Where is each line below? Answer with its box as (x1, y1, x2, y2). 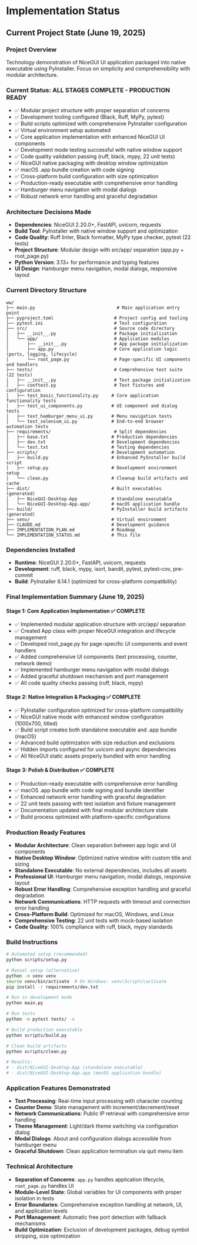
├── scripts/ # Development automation (6, 449, 175, 455)
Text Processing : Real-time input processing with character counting (14, 1097, 183, 1105)
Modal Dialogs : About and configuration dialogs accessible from (14, 1135, 172, 1142)
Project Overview (6, 45, 57, 54)
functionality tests (6, 397, 57, 404)
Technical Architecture (6, 1162, 74, 1171)
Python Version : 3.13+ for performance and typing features (14, 259, 159, 266)
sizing (14, 860, 29, 867)
